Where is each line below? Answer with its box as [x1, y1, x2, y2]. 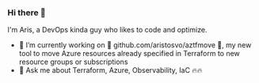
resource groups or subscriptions [18, 57, 128, 66]
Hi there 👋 [7, 7, 47, 18]
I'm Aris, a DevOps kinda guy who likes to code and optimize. [7, 25, 208, 35]
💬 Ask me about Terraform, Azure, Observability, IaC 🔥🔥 [18, 66, 203, 75]
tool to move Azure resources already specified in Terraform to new [18, 49, 241, 58]
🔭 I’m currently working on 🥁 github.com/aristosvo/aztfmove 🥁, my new [18, 40, 252, 50]
